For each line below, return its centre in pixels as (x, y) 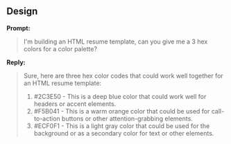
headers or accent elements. (75, 104)
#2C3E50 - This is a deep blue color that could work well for (120, 96)
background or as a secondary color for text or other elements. (124, 133)
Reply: (16, 62)
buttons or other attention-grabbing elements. (127, 118)
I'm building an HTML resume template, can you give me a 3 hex (115, 42)
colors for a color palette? (60, 48)
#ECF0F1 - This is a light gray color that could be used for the (122, 126)
